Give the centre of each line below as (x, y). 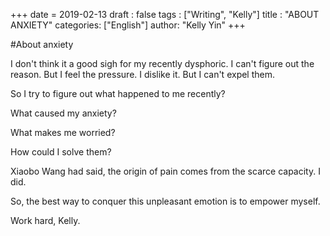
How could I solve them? (61, 152)
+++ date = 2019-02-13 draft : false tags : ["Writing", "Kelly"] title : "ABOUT (165, 14)
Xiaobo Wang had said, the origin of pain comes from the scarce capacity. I (165, 171)
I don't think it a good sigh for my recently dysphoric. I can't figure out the (162, 63)
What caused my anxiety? (63, 113)
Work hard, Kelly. (45, 220)
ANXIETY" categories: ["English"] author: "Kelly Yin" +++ (128, 25)
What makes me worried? (63, 132)
